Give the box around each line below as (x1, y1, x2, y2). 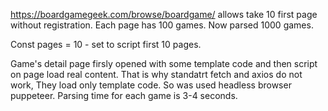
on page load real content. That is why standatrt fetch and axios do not (10, 69, 303, 80)
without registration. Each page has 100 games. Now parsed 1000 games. (10, 19, 314, 31)
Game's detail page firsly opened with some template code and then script (10, 58, 318, 69)
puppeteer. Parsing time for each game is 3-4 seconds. (10, 90, 238, 101)
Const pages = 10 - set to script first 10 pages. (10, 39, 202, 50)
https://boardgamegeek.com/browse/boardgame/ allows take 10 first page (10, 9, 318, 20)
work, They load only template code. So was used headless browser (10, 79, 292, 91)
